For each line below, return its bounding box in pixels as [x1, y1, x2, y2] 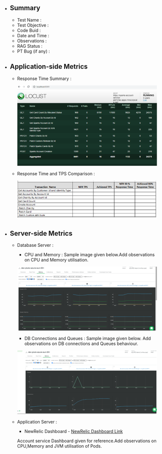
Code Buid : [17, 27, 41, 33]
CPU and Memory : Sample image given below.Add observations [24, 252, 155, 258]
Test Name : [17, 17, 42, 23]
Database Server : [17, 242, 54, 248]
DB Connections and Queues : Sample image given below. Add [24, 335, 151, 341]
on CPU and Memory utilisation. [24, 257, 89, 263]
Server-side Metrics [9, 229, 72, 238]
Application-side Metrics [9, 62, 88, 71]
